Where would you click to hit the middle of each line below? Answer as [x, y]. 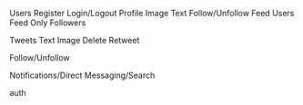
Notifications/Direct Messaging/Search [82, 75]
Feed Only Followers [48, 23]
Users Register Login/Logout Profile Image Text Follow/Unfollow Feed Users [152, 13]
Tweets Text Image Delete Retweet [75, 40]
